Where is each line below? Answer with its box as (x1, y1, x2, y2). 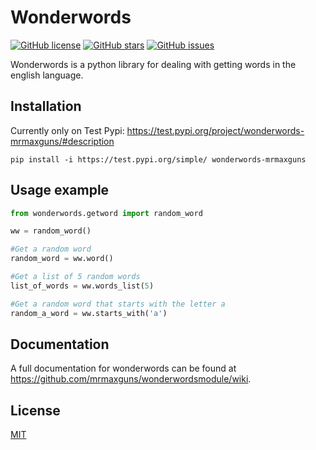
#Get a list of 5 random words (10, 272, 141, 282)
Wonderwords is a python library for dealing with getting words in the (10, 58, 297, 70)
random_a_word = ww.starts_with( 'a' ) (10, 308, 168, 318)
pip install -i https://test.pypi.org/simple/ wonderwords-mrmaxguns (10, 154, 307, 165)
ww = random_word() (10, 226, 92, 236)
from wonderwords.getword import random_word (10, 208, 203, 218)
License (10, 402, 61, 419)
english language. (10, 69, 84, 81)
